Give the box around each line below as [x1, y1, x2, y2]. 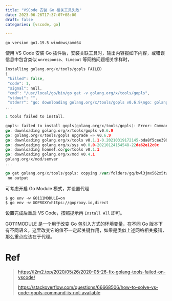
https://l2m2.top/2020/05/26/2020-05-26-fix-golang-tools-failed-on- [17, 269, 166, 275]
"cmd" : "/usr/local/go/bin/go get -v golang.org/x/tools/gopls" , [7, 90, 150, 95]
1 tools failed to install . [5, 114, 66, 119]
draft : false [5, 17, 33, 22]
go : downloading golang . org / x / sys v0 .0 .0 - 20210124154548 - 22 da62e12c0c [5, 142, 159, 148]
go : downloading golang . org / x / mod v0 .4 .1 [5, 152, 95, 157]
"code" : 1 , [7, 81, 31, 86]
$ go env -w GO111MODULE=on [5, 195, 66, 200]
